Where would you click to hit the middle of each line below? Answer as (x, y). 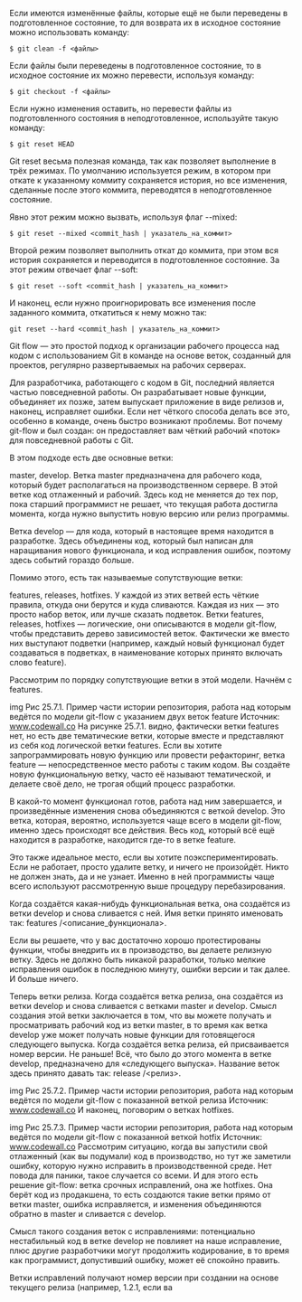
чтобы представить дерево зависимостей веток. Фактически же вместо (150, 633)
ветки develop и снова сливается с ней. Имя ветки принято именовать (146, 913)
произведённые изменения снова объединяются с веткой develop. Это (147, 811)
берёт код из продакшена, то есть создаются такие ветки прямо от (140, 1194)
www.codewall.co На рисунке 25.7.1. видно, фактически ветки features (144, 726)
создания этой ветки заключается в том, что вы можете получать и (141, 1015)
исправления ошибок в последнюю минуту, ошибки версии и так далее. (150, 969)
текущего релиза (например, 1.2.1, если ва (91, 1287)
